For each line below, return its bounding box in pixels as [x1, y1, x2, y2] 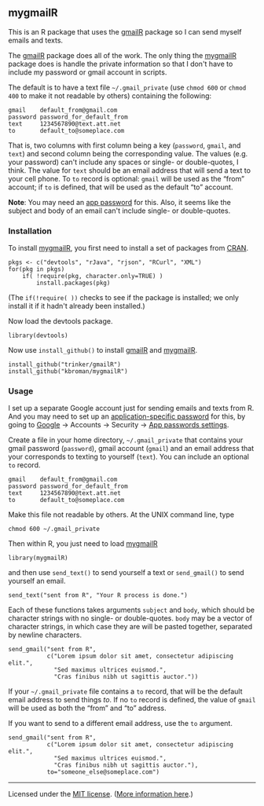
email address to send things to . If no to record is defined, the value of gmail [8, 695, 256, 705]
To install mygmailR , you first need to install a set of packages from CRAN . [8, 244, 249, 253]
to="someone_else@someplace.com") [46, 768, 159, 776]
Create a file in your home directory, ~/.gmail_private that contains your [8, 435, 244, 445]
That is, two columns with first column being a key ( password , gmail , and [8, 141, 241, 150]
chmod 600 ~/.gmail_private [8, 526, 101, 533]
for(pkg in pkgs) [8, 266, 65, 273]
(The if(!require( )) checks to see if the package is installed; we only [8, 293, 240, 302]
